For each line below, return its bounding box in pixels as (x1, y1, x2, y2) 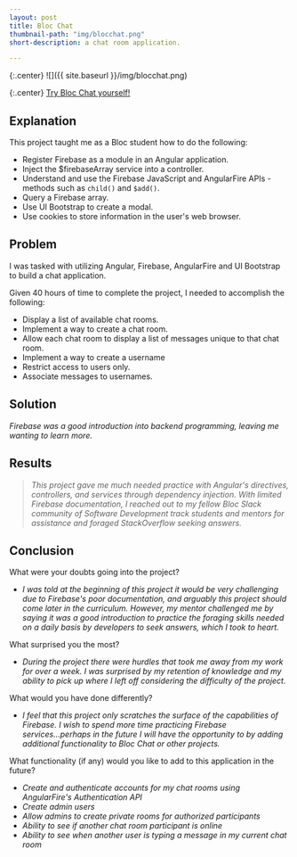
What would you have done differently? (9, 693, 153, 704)
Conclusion (9, 543, 75, 558)
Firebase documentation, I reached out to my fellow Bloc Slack (30, 499, 262, 509)
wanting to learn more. (9, 430, 93, 441)
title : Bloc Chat (9, 21, 74, 30)
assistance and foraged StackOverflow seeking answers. (30, 517, 242, 528)
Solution (9, 397, 57, 412)
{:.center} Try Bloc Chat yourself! (9, 87, 131, 98)
